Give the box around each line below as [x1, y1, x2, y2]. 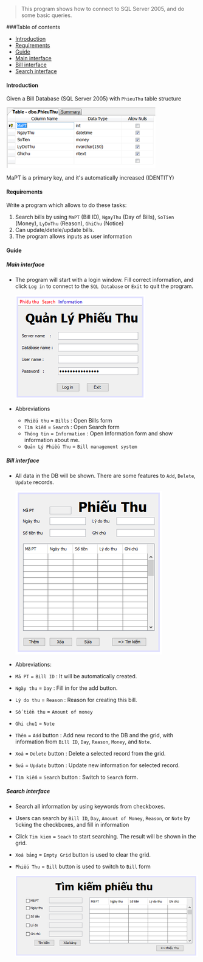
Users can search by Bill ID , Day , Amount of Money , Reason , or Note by [15, 814, 190, 821]
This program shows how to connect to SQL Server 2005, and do [21, 5, 185, 12]
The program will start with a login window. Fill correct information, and [15, 276, 193, 283]
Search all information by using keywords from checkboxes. [15, 802, 165, 810]
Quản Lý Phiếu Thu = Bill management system [24, 443, 137, 450]
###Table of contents [6, 24, 61, 30]
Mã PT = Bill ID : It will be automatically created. [15, 672, 137, 679]
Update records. [15, 478, 55, 486]
